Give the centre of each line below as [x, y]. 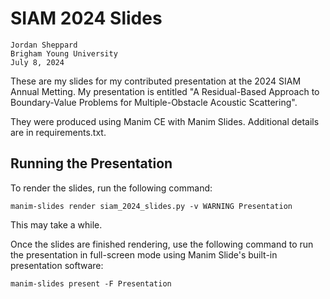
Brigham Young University [64, 53]
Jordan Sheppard [44, 45]
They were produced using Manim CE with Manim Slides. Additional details [165, 121]
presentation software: [57, 265]
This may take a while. [56, 224]
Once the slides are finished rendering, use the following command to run [162, 244]
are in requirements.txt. [58, 132]
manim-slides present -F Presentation [91, 283]
